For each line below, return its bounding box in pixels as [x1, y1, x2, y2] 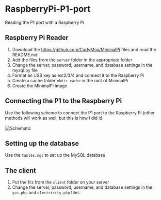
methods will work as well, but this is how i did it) [5, 115, 103, 121]
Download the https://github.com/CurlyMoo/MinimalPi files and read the [12, 46, 157, 52]
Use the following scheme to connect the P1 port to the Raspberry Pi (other [5, 109, 155, 115]
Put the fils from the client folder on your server [12, 179, 110, 185]
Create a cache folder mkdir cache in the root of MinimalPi [12, 77, 129, 83]
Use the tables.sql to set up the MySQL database [5, 152, 106, 158]
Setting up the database [5, 139, 79, 147]
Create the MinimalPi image [12, 83, 67, 89]
